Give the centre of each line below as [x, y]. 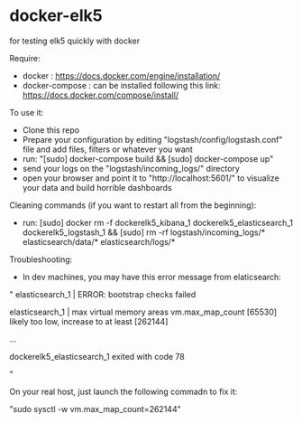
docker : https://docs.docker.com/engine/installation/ [121, 75]
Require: [25, 58]
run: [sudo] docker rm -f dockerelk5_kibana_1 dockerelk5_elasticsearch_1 [158, 222]
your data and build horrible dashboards [97, 187]
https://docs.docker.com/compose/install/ [100, 95]
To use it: [27, 112]
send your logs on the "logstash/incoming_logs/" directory [131, 168]
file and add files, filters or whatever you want [108, 149]
